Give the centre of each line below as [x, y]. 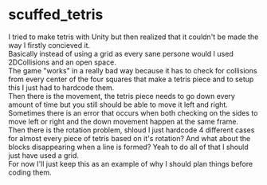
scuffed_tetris [56, 15]
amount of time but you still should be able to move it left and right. [118, 104]
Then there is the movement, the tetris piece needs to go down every [122, 96]
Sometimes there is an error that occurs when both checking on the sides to [133, 112]
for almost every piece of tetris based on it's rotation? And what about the [130, 138]
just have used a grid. [44, 155]
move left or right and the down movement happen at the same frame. [124, 121]
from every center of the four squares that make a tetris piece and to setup [131, 79]
